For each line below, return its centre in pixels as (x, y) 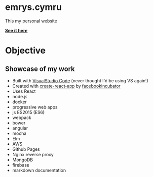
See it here (17, 30)
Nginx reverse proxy (33, 154)
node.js (20, 96)
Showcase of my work (40, 69)
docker (19, 102)
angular (20, 128)
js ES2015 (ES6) (28, 112)
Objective (25, 51)
